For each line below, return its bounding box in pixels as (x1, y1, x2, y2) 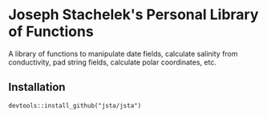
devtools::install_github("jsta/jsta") (8, 101, 142, 109)
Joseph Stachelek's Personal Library (8, 6, 259, 24)
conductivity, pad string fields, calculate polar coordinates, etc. (8, 57, 216, 67)
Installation (8, 81, 66, 94)
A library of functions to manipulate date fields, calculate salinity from (8, 49, 238, 58)
